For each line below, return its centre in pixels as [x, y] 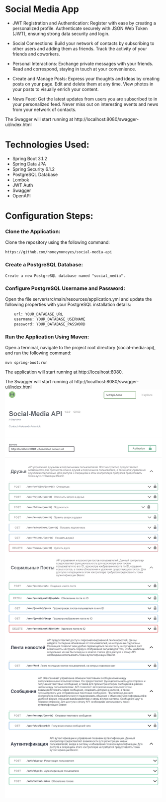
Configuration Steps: [49, 216]
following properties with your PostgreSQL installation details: [68, 304]
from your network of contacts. [44, 109]
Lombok [21, 180]
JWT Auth [23, 185]
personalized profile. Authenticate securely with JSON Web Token [80, 28]
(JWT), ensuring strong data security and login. [61, 33]
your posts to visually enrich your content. [55, 89]
